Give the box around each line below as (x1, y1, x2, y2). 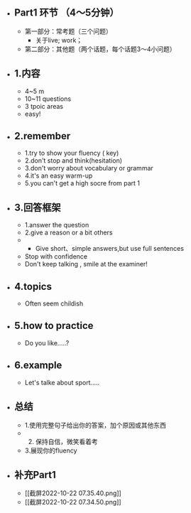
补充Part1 (13, 468, 57, 481)
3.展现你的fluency (24, 446, 77, 455)
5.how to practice (13, 320, 94, 332)
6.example (13, 360, 62, 372)
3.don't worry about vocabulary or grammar (24, 164, 154, 173)
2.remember (13, 130, 71, 142)
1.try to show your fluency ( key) (24, 148, 119, 158)
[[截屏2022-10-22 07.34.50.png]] (24, 498, 122, 507)
